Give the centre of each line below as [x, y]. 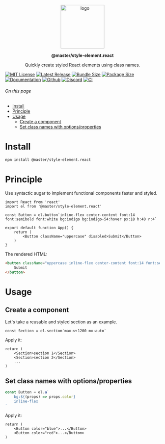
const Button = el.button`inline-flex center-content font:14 [70, 215]
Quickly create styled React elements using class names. [82, 65]
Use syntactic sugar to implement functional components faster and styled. [81, 193]
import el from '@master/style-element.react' [54, 206]
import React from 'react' [33, 202]
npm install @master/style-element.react [48, 160]
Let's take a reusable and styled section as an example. [61, 322]
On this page [18, 91]
